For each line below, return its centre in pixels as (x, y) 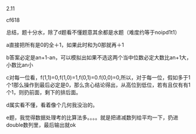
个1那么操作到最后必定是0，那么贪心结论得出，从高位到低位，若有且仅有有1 (99, 85)
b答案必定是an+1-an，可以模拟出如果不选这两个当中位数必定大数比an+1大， (99, 58)
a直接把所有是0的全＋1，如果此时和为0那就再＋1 (65, 45)
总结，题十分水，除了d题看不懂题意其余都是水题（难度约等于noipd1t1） (93, 32)
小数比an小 (20, 65)
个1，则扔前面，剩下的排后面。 (44, 92)
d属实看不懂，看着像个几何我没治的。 (52, 105)
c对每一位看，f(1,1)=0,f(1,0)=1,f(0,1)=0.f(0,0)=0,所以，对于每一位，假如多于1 (98, 77)
